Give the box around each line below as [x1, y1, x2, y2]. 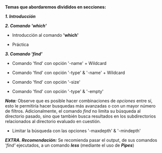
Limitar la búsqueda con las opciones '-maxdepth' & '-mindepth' [12, 128, 141, 134]
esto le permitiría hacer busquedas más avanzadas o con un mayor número [5, 103, 156, 108]
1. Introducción [5, 14, 36, 19]
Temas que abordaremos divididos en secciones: [5, 4, 106, 10]
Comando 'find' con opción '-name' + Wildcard [12, 61, 107, 66]
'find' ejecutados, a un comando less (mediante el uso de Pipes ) [5, 142, 134, 148]
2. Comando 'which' [5, 23, 47, 29]
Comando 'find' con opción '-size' [12, 79, 81, 85]
